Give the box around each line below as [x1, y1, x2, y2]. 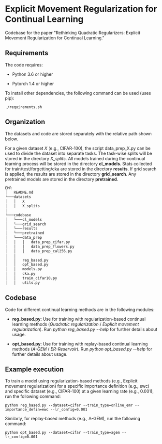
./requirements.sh [5, 104, 42, 110]
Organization [5, 118, 45, 126]
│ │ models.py [5, 267, 42, 272]
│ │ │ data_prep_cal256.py [5, 248, 73, 253]
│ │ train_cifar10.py [5, 276, 57, 281]
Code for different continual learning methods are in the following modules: [5, 307, 155, 312]
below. [5, 136, 18, 142]
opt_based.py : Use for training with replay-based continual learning [12, 341, 148, 346]
